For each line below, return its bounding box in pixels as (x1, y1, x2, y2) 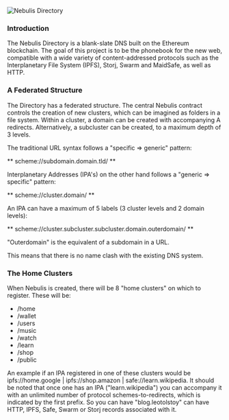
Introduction (7, 23, 49, 33)
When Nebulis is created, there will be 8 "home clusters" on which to (7, 283, 202, 292)
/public (16, 355, 38, 364)
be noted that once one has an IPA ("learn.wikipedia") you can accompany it (7, 383, 222, 391)
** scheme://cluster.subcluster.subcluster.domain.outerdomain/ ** (7, 224, 193, 233)
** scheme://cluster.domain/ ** (7, 191, 95, 199)
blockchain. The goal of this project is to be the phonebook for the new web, (7, 47, 223, 55)
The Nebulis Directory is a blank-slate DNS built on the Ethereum (7, 39, 189, 47)
